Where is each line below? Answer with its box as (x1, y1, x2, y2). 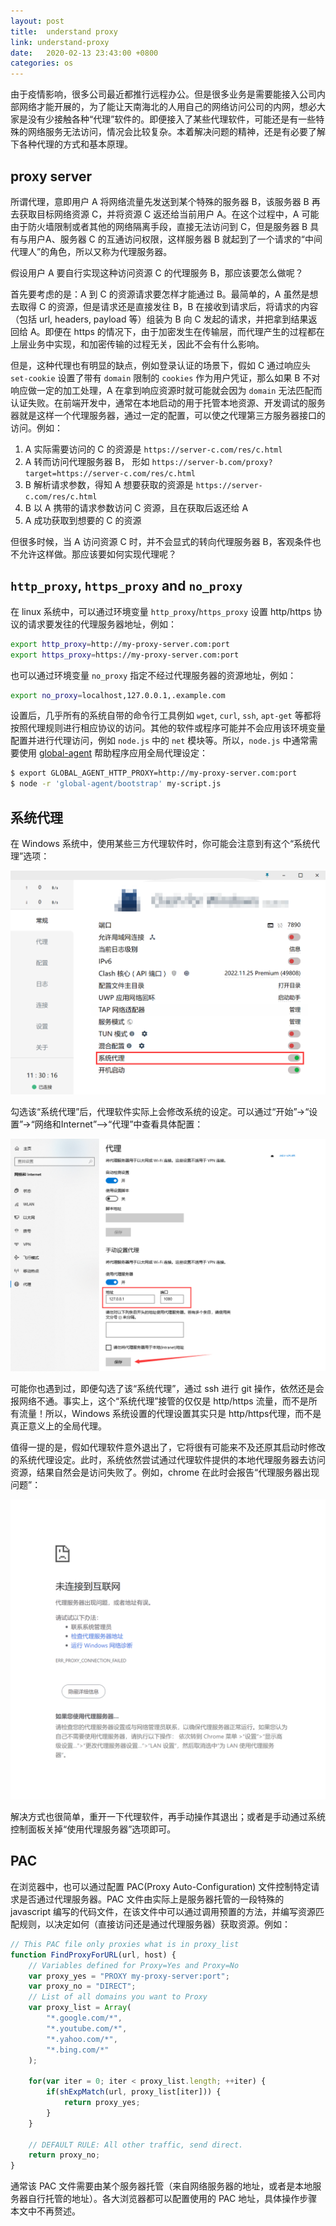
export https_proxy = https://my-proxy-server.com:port (10, 650, 240, 660)
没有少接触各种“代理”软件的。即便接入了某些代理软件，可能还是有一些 (27, 113, 317, 125)
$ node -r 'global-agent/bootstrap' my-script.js (10, 779, 222, 789)
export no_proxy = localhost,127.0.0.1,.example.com (10, 690, 226, 700)
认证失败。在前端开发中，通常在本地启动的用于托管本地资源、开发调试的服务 (10, 396, 326, 409)
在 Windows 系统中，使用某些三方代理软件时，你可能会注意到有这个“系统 (10, 837, 312, 849)
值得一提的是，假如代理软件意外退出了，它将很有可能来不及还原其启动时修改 (10, 1441, 326, 1453)
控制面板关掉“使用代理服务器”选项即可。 (10, 1823, 177, 1835)
